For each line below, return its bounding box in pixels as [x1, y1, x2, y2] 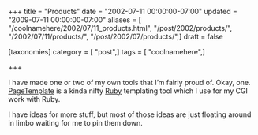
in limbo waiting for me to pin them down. [8, 118, 144, 127]
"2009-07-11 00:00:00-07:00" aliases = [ [8, 15, 142, 24]
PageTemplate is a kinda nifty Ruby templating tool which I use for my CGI [8, 86, 249, 96]
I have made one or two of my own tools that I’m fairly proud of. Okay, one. [8, 78, 251, 87]
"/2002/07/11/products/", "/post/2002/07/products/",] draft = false [8, 32, 223, 41]
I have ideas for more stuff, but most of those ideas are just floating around [8, 110, 252, 119]
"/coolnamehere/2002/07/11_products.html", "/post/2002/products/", [8, 24, 233, 32]
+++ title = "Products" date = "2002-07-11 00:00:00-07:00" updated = [8, 7, 238, 16]
